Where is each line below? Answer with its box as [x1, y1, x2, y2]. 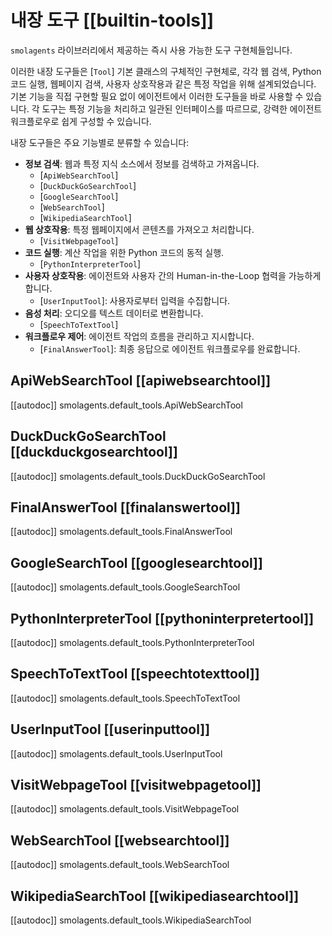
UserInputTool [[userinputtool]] [10, 721, 211, 738]
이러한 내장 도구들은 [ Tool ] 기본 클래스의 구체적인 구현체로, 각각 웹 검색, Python [10, 65, 322, 77]
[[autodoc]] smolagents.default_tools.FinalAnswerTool [10, 526, 233, 538]
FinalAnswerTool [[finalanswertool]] [10, 499, 241, 516]
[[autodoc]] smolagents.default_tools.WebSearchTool [10, 859, 230, 871]
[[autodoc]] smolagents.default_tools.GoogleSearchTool [10, 581, 241, 593]
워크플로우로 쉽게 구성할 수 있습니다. [10, 115, 152, 127]
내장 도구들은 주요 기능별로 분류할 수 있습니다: [10, 136, 190, 148]
